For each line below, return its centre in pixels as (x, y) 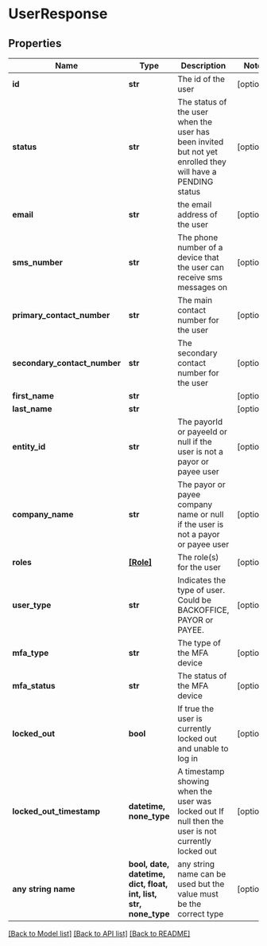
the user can (201, 267)
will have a (197, 172)
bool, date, (149, 864)
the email (195, 204)
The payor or (201, 485)
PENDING (195, 182)
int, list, (143, 894)
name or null (201, 514)
